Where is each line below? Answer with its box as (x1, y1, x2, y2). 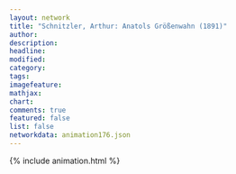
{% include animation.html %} (9, 155, 121, 166)
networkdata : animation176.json (9, 131, 131, 140)
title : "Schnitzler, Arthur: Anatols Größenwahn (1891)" (9, 22, 228, 31)
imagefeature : (9, 80, 63, 89)
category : (9, 64, 47, 73)
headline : (9, 47, 47, 56)
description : (9, 38, 59, 48)
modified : (9, 55, 47, 64)
